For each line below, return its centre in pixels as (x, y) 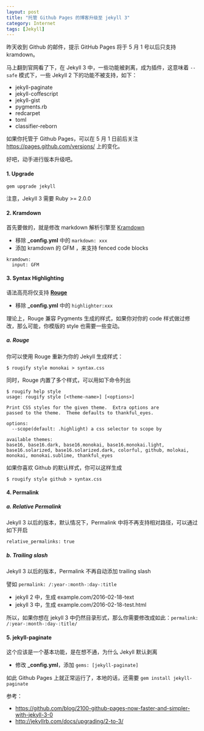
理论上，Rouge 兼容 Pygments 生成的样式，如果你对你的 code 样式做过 (96, 318)
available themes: (30, 439)
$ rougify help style (34, 391)
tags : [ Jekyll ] (26, 29)
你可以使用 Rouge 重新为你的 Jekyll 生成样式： (65, 356)
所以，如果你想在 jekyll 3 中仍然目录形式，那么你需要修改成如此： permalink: (103, 618)
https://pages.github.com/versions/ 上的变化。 (65, 146)
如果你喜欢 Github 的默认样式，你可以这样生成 (64, 467)
